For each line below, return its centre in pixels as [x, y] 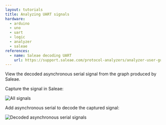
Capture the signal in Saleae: [34, 89]
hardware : [15, 19]
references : [17, 51]
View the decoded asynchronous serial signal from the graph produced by [81, 74]
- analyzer [21, 42]
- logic [18, 37]
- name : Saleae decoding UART [41, 55]
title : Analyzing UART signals [37, 14]
